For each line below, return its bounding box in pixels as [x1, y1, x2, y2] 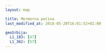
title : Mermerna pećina [5, 16, 55, 21]
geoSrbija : [5, 30, 28, 35]
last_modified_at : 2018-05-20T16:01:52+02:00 [5, 21, 101, 26]
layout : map [5, 7, 30, 12]
